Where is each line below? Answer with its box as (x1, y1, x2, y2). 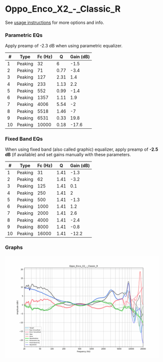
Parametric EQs (5, 32, 43, 39)
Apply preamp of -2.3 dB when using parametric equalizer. (5, 43, 123, 49)
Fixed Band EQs (5, 135, 43, 142)
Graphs (5, 244, 23, 251)
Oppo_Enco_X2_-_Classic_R (5, 3, 121, 15)
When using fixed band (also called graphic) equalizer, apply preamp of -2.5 (5, 146, 159, 152)
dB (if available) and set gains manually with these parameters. (5, 152, 131, 158)
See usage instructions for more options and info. (5, 20, 105, 25)
